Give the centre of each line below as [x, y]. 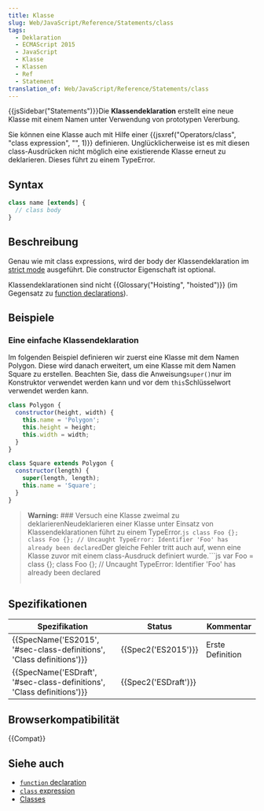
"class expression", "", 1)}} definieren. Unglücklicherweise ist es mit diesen [129, 143]
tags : [17, 30]
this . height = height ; [59, 427]
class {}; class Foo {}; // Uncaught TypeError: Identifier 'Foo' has [131, 564]
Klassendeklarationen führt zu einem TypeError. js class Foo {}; [133, 532]
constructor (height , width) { [64, 413]
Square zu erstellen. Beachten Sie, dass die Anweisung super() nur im [120, 374]
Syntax [26, 185]
